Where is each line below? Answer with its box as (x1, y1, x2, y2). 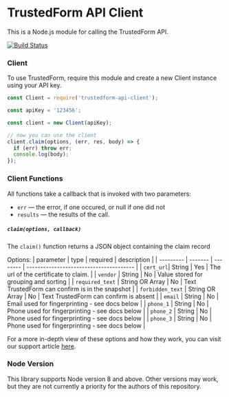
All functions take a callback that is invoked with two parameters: (7, 190, 191, 198)
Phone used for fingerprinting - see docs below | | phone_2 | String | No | (7, 307, 212, 315)
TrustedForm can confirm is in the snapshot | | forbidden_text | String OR (7, 285, 216, 293)
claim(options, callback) (7, 226, 81, 233)
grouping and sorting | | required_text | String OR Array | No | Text (7, 277, 197, 285)
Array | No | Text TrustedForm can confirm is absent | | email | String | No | (7, 292, 219, 301)
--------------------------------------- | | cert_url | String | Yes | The (26, 263, 221, 271)
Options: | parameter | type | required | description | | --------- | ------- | (7, 255, 213, 263)
